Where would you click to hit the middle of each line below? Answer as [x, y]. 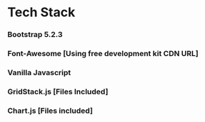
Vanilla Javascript [39, 72]
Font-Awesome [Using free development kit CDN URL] [103, 54]
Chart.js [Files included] [50, 111]
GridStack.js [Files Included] [58, 91]
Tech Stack [41, 12]
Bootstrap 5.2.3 [35, 35]
